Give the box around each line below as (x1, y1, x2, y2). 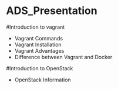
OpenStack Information (14, 76, 72, 83)
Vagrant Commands (14, 35, 63, 42)
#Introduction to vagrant (6, 23, 65, 30)
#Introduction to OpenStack (6, 64, 73, 71)
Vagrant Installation (14, 41, 62, 48)
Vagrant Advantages (14, 47, 65, 54)
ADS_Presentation (6, 4, 98, 18)
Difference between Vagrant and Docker (14, 53, 113, 60)
